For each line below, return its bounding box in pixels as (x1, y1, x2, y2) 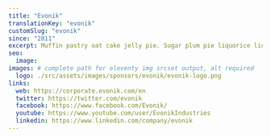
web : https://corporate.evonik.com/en (15, 86, 147, 95)
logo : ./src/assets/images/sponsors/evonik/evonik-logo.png (15, 72, 222, 80)
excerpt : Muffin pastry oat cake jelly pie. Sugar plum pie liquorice (8, 42, 251, 50)
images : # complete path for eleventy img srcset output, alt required (8, 64, 254, 73)
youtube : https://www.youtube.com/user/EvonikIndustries (15, 110, 211, 118)
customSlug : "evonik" (8, 27, 81, 35)
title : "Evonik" (8, 11, 63, 20)
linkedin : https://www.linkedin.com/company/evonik (15, 117, 194, 125)
